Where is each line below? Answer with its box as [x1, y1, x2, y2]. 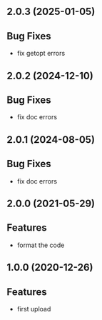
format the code [16, 241, 65, 249]
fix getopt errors [16, 49, 66, 58]
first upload [16, 305, 51, 314]
